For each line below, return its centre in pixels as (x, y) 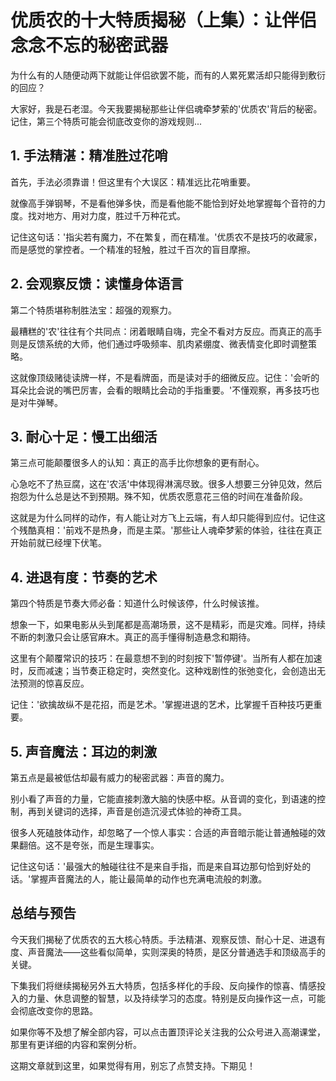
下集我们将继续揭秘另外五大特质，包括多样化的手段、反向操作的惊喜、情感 (163, 985)
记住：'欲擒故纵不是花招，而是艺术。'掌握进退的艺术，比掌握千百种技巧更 (162, 705)
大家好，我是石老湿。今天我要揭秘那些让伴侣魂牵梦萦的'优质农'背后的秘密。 (166, 108)
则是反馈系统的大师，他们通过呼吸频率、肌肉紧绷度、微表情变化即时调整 (159, 343)
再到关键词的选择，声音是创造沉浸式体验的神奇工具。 (137, 811)
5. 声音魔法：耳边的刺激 (83, 751)
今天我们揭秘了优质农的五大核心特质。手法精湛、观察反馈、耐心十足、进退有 (168, 939)
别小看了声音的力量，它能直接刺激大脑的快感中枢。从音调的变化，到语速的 (163, 799)
